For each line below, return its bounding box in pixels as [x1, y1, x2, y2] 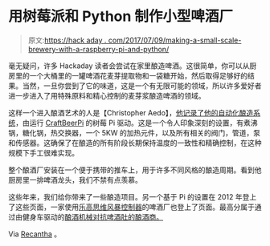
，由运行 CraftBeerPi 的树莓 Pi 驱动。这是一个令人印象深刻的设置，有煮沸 [15, 118, 259, 127]
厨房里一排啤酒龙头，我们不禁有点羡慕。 [8, 175, 142, 184]
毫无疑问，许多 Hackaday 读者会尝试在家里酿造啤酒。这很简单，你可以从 [8, 61, 250, 71]
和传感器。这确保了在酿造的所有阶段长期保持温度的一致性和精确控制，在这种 [8, 138, 262, 147]
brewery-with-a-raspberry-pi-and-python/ [27, 44, 170, 54]
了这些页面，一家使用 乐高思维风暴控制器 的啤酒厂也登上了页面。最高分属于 [8, 202, 255, 212]
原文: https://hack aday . [27, 35, 107, 45]
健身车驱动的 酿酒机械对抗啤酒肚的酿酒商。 [22, 212, 163, 221]
